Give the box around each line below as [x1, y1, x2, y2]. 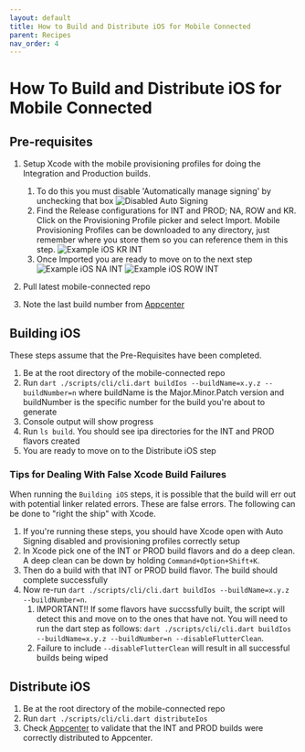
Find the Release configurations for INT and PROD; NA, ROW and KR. [36, 205, 297, 216]
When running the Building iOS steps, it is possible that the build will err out [9, 489, 297, 500]
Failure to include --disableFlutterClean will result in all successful [36, 642, 290, 654]
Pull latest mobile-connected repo [22, 281, 151, 293]
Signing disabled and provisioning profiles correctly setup [22, 536, 240, 547]
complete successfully [22, 575, 108, 585]
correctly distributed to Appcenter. [22, 733, 153, 744]
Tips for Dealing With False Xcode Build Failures [9, 467, 226, 480]
